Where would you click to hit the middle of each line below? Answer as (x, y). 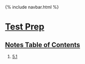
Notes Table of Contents (42, 45)
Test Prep (25, 27)
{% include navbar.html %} (32, 7)
